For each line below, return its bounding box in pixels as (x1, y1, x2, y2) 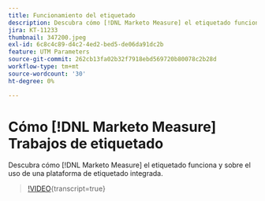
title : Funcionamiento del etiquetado (8, 11, 136, 20)
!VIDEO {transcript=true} (27, 184, 106, 193)
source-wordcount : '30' (8, 70, 87, 78)
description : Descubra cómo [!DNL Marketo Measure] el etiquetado (8, 19, 231, 27)
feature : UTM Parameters (8, 48, 90, 56)
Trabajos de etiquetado (8, 134, 164, 152)
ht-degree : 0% (8, 77, 55, 85)
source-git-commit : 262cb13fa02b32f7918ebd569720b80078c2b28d (8, 56, 217, 64)
